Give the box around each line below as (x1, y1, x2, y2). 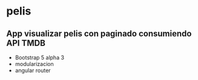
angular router (15, 67, 51, 74)
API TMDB (6, 38, 45, 48)
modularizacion (15, 61, 54, 67)
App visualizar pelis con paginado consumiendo (6, 28, 192, 39)
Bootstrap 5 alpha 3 (15, 54, 65, 61)
